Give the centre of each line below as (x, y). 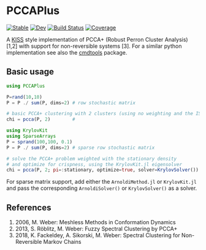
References (29, 207)
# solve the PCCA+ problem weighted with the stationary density (91, 159)
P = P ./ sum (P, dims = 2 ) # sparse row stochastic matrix (81, 148)
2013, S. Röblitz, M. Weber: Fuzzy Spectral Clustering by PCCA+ (96, 229)
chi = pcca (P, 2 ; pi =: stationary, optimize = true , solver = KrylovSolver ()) (103, 170)
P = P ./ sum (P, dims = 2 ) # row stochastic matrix (71, 103)
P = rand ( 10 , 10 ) (25, 97)
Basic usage (30, 72)
